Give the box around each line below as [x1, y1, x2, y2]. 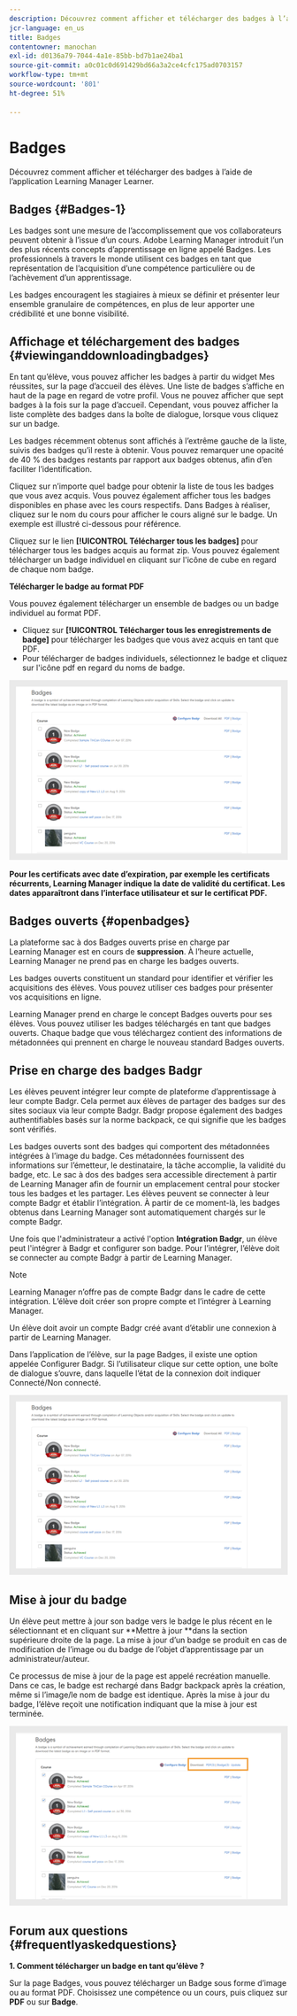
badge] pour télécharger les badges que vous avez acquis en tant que [21, 634, 279, 645]
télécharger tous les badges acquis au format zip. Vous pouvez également [9, 545, 280, 556]
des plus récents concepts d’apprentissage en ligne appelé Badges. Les [9, 244, 271, 255]
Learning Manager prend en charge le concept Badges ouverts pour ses [9, 1009, 272, 1020]
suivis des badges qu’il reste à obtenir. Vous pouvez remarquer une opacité [9, 445, 285, 456]
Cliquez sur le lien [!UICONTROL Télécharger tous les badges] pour [9, 536, 259, 546]
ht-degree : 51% [9, 89, 65, 97]
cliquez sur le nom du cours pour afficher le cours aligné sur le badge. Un [9, 509, 278, 520]
